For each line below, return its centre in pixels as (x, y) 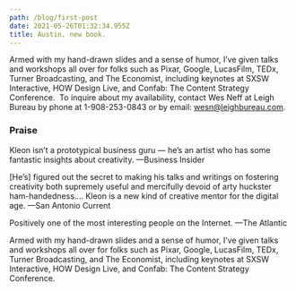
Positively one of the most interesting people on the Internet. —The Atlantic (148, 223)
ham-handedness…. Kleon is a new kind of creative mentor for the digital (144, 196)
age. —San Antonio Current (60, 205)
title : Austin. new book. (57, 34)
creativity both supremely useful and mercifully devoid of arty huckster (140, 186)
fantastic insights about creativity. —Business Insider (107, 159)
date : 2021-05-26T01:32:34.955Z (70, 26)
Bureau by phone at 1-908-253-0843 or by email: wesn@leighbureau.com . (148, 107)
